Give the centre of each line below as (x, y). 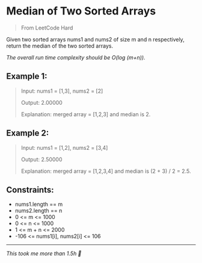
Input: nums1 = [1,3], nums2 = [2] (62, 91)
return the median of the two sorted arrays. (60, 46)
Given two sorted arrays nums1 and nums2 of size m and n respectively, (95, 39)
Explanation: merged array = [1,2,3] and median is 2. (86, 114)
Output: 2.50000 (41, 159)
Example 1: (27, 76)
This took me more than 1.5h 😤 (44, 253)
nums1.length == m (39, 204)
